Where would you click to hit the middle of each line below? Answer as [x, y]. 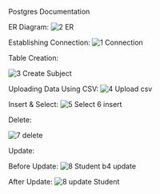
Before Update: [33, 166]
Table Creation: [34, 58]
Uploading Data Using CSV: [53, 89]
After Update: [31, 182]
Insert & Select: [33, 104]
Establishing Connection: [49, 42]
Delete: [20, 120]
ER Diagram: [29, 27]
